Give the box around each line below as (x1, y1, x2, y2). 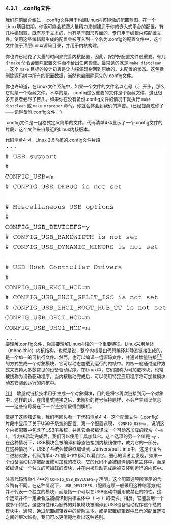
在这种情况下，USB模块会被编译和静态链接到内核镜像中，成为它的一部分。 (5, 440, 162, 446)
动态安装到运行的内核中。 (5, 380, 59, 386)
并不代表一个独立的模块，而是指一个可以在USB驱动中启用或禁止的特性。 (5, 489, 157, 495)
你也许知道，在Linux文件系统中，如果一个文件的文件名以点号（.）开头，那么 (5, 83, 165, 90)
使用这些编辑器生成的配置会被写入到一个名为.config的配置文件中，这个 (14, 36, 163, 42)
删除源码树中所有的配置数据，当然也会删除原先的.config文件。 (5, 72, 136, 79)
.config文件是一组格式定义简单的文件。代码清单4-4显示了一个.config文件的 (5, 120, 163, 126)
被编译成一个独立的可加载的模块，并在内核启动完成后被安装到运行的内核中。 (5, 465, 166, 471)
